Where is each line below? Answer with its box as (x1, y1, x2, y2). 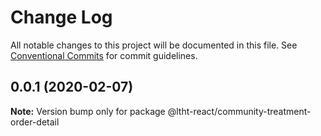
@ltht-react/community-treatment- (167, 105, 312, 117)
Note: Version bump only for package (10, 105, 166, 117)
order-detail (10, 116, 60, 128)
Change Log (10, 6, 113, 29)
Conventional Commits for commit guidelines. (10, 49, 198, 61)
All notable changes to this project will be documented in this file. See (10, 39, 298, 51)
